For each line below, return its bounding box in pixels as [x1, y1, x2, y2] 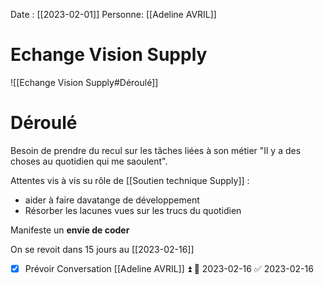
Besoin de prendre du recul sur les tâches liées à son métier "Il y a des [10, 144, 302, 156]
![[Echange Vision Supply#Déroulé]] [10, 76, 159, 88]
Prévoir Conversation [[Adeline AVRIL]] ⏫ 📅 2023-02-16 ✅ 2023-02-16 [24, 262, 314, 274]
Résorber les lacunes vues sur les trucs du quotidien [24, 204, 242, 216]
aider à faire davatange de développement [24, 194, 200, 206]
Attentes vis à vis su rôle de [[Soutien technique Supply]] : [10, 174, 250, 186]
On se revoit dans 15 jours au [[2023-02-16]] [10, 243, 195, 255]
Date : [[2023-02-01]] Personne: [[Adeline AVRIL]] [10, 9, 217, 20]
